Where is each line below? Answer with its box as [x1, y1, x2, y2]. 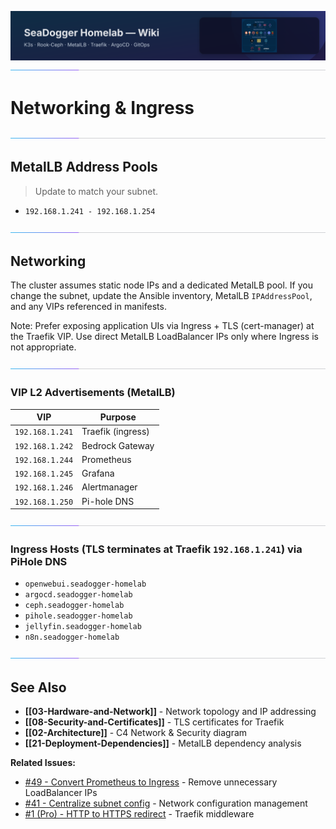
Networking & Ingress [10, 96, 195, 119]
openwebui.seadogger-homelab [24, 579, 147, 590]
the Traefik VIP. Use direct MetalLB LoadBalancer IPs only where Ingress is [10, 331, 319, 343]
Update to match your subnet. [34, 185, 159, 197]
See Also [10, 679, 67, 696]
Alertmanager [81, 481, 138, 493]
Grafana [81, 467, 115, 480]
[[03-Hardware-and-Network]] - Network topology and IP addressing [24, 706, 317, 718]
